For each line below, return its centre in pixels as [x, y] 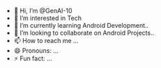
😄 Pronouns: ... [36, 51]
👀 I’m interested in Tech [48, 18]
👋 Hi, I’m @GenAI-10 [43, 11]
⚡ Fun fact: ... [33, 58]
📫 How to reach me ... [46, 41]
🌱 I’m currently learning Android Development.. [81, 25]
